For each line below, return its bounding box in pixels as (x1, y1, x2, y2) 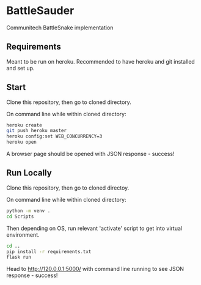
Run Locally (6, 168, 52, 178)
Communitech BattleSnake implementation (6, 24, 114, 31)
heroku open (6, 139, 37, 146)
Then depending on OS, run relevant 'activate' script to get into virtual (6, 224, 182, 232)
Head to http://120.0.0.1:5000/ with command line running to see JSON (6, 265, 185, 273)
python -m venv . (6, 207, 51, 214)
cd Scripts (6, 213, 34, 220)
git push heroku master (6, 128, 67, 134)
